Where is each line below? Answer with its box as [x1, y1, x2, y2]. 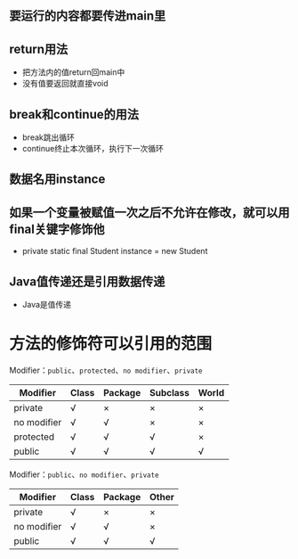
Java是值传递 [21, 300, 72, 310]
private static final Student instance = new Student [21, 246, 208, 257]
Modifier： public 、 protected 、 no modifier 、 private [9, 365, 203, 375]
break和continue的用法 [9, 106, 140, 122]
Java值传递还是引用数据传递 [9, 274, 165, 289]
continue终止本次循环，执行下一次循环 [21, 144, 165, 154]
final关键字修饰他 [9, 221, 105, 236]
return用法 [9, 41, 68, 56]
